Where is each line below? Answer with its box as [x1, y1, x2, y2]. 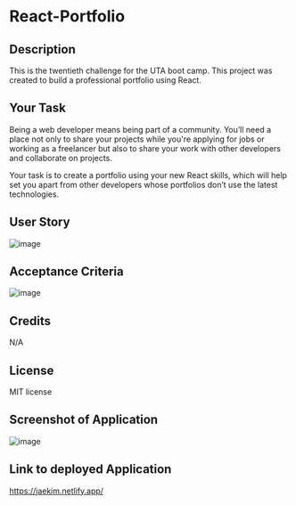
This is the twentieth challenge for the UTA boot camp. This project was [9, 65, 273, 76]
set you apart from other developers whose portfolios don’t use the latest [9, 179, 278, 190]
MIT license [9, 387, 53, 397]
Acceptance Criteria [9, 265, 124, 280]
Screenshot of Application [9, 412, 159, 428]
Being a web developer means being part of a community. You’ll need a [9, 124, 272, 134]
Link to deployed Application [9, 461, 172, 477]
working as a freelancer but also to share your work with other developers [9, 143, 282, 153]
